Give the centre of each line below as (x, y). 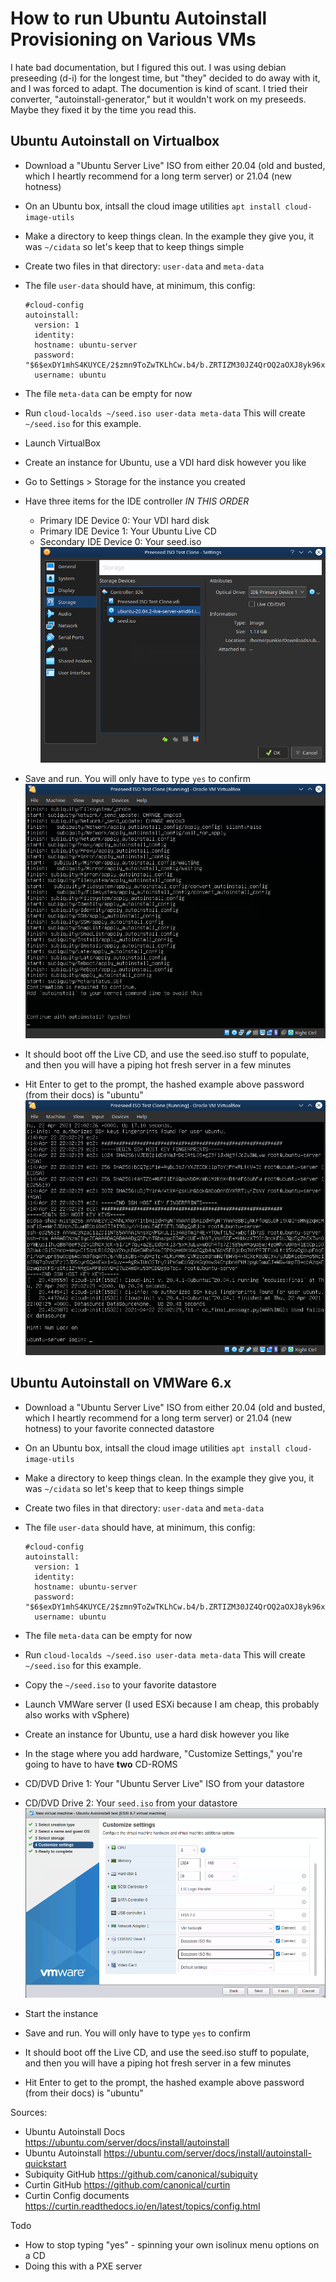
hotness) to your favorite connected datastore (119, 1428)
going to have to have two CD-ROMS (101, 1764)
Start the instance (61, 2014)
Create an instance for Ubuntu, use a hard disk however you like (157, 1734)
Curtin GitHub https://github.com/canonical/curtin (127, 2185)
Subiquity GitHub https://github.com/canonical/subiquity (141, 2174)
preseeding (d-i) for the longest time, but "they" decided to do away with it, (165, 78)
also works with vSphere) (77, 1714)
